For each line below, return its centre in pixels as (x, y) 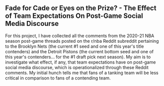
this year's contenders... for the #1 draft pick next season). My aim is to (78, 57)
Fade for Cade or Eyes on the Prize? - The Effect (81, 8)
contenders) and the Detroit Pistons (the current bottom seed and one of (80, 51)
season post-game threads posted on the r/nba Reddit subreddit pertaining (82, 41)
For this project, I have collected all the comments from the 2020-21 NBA (80, 36)
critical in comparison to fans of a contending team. (58, 78)
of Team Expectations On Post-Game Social (74, 16)
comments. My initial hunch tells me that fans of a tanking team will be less (82, 73)
